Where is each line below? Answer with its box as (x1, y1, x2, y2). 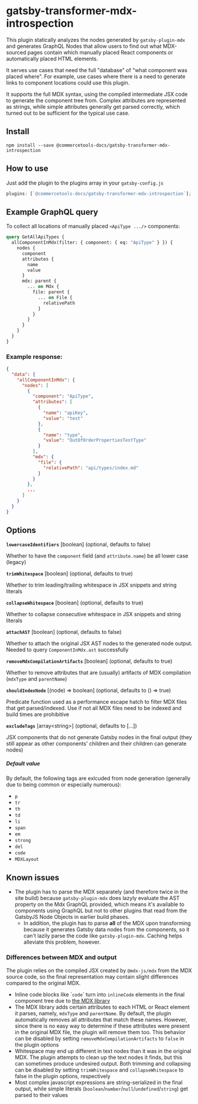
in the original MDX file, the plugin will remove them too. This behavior (14, 1028, 186, 1035)
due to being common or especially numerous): (6, 781, 122, 788)
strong (14, 838, 31, 844)
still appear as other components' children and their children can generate (6, 740, 187, 747)
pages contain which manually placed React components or (27, 48, 173, 56)
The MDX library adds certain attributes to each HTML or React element (14, 1003, 190, 1011)
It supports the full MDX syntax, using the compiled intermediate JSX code (6, 90, 188, 98)
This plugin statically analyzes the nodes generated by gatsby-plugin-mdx (6, 36, 186, 43)
